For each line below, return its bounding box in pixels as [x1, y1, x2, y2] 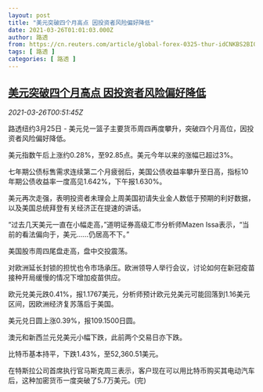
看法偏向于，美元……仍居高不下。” [21, 229, 130, 239]
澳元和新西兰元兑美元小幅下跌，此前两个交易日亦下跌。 [8, 332, 186, 342]
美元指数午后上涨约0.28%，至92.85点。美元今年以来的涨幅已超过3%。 [8, 150, 237, 159]
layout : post [8, 11, 51, 20]
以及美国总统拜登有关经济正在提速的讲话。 [8, 203, 146, 212]
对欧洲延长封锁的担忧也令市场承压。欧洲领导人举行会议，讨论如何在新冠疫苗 [8, 263, 255, 272]
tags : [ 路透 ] [8, 48, 56, 56]
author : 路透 [8, 33, 49, 42]
